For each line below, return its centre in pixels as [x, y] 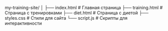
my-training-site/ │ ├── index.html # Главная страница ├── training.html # [84, 8]
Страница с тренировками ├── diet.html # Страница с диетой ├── [77, 13]
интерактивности [23, 23]
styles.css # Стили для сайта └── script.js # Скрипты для [66, 18]
